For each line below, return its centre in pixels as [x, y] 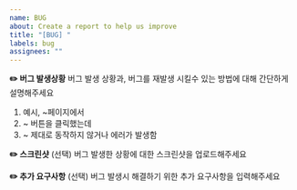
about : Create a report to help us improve [93, 26]
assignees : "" [36, 52]
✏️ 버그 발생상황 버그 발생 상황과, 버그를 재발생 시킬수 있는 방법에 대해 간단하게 [149, 79]
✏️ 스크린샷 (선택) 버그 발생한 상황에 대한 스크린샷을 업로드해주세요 [128, 155]
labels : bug [32, 43]
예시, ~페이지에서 [53, 112]
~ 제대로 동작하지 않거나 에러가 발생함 [90, 135]
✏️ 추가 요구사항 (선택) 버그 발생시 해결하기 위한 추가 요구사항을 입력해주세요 [145, 176]
